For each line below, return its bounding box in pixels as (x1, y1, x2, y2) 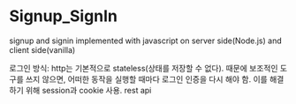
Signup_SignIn (9, 6, 118, 26)
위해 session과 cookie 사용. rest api (25, 85, 152, 95)
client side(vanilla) (9, 44, 76, 55)
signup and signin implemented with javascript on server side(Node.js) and (9, 35, 282, 46)
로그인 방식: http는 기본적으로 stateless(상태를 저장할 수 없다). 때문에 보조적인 (9, 63, 278, 73)
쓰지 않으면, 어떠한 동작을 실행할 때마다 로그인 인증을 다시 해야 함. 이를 (25, 73, 268, 85)
